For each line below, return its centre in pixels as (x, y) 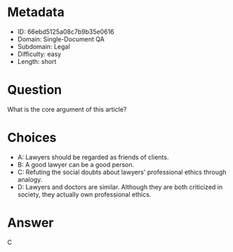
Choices (32, 138)
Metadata (36, 12)
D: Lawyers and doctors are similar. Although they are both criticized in (120, 187)
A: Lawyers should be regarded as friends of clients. (93, 157)
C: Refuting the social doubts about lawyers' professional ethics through (122, 172)
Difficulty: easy (39, 54)
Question (34, 90)
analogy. (30, 179)
